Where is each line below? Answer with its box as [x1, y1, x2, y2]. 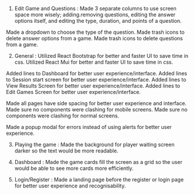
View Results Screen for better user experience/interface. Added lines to [6, 82, 181, 89]
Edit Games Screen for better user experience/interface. [6, 89, 141, 95]
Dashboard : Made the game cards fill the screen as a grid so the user [14, 159, 182, 165]
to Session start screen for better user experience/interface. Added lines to [6, 76, 186, 83]
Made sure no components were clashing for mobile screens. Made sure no [6, 106, 188, 113]
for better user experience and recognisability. [14, 182, 126, 189]
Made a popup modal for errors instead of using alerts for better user [6, 124, 172, 130]
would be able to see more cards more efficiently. [14, 165, 134, 172]
